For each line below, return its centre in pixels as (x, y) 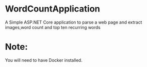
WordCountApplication (53, 9)
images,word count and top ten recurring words (53, 27)
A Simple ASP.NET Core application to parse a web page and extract (73, 22)
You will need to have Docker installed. (44, 60)
